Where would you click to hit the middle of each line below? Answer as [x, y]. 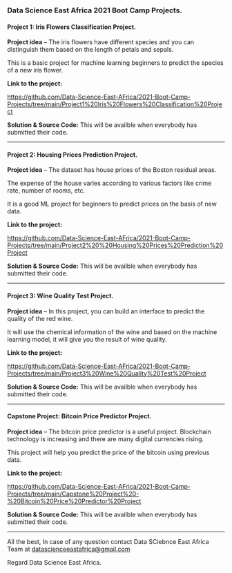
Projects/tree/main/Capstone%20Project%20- [73, 494]
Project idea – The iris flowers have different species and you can [101, 42]
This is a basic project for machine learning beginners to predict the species [116, 63]
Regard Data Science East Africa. [55, 562]
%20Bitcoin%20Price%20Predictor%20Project [74, 501]
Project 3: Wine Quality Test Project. [60, 295]
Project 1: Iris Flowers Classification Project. [72, 27]
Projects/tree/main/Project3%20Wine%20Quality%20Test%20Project [107, 373]
